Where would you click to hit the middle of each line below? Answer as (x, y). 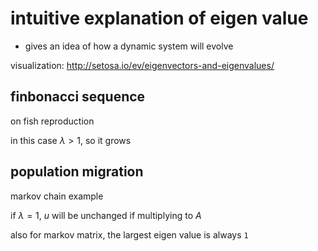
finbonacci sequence (78, 97)
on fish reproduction (52, 121)
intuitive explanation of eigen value (159, 18)
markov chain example (57, 196)
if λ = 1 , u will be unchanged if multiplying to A (106, 215)
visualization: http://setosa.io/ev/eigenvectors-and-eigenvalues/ (142, 65)
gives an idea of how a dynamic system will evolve (129, 46)
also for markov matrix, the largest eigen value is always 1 (129, 234)
